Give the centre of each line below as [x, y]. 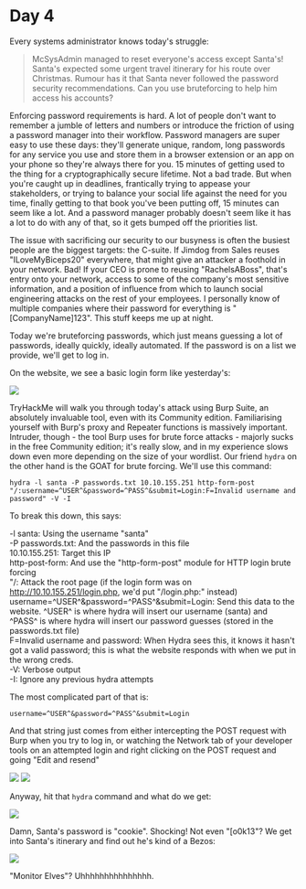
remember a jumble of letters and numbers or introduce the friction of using [152, 125]
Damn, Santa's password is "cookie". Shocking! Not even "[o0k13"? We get [151, 831]
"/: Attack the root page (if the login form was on [100, 582]
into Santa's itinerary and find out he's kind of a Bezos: [113, 841]
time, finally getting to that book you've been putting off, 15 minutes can [145, 203]
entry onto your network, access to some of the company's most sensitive [149, 279]
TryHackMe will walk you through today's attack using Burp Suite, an [139, 407]
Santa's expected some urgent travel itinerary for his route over [151, 69]
